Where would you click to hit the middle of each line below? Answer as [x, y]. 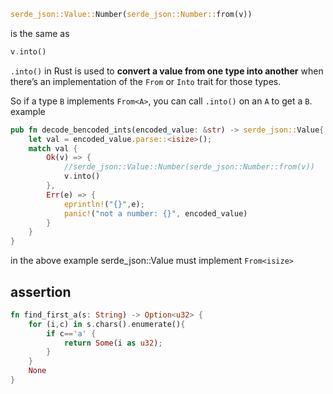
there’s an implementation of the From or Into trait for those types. [146, 81]
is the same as [40, 33]
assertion [41, 291]
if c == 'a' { [71, 333]
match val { [53, 148]
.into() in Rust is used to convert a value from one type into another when [167, 71]
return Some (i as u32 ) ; [113, 343]
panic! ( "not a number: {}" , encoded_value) [155, 213]
